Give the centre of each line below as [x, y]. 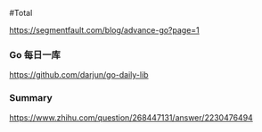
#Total [21, 13]
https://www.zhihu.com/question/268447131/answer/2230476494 [131, 117]
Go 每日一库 [35, 54]
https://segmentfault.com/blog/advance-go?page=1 [105, 30]
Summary [31, 98]
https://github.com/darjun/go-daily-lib [79, 75]
